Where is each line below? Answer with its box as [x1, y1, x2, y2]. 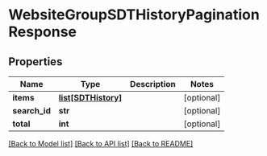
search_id [12, 105, 51, 116]
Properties [8, 55, 63, 68]
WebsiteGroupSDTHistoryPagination [8, 6, 260, 24]
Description [130, 79, 176, 89]
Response [8, 23, 77, 41]
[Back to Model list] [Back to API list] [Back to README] [8, 139, 194, 148]
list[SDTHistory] [58, 92, 123, 103]
